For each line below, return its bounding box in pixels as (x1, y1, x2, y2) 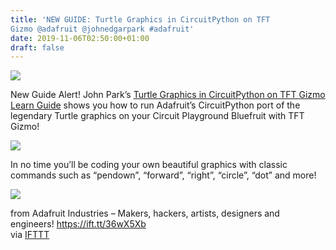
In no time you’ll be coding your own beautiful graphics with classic (10, 159, 288, 171)
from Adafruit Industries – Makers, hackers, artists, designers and (10, 207, 280, 220)
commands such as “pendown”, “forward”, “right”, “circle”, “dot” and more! (10, 169, 317, 181)
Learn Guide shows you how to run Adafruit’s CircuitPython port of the (10, 99, 301, 111)
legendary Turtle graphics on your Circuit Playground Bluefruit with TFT (10, 110, 305, 122)
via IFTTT (10, 229, 50, 241)
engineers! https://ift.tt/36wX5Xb (10, 218, 147, 230)
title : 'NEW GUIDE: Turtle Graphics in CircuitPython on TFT (10, 14, 271, 25)
